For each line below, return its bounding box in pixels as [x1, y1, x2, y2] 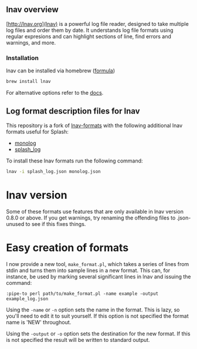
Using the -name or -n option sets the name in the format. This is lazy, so [6, 306, 180, 313]
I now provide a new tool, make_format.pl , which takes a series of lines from [6, 260, 189, 267]
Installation [6, 54, 39, 62]
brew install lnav [6, 79, 51, 85]
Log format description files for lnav [6, 106, 140, 117]
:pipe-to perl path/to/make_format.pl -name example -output [6, 291, 159, 297]
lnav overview [6, 5, 59, 15]
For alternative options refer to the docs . [6, 89, 104, 96]
